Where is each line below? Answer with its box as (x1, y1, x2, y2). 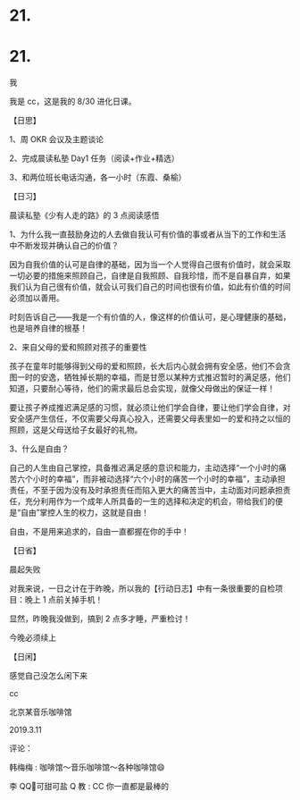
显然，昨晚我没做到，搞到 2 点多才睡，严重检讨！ (9, 613, 191, 624)
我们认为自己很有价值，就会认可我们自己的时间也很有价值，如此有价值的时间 (9, 282, 291, 292)
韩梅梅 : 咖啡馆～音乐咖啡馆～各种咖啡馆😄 (9, 762, 165, 773)
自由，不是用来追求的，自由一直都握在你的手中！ (9, 526, 189, 537)
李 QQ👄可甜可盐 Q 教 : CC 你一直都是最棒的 (9, 781, 170, 792)
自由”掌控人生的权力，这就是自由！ (21, 507, 150, 518)
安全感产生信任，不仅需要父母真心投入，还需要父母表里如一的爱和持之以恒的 (9, 413, 291, 425)
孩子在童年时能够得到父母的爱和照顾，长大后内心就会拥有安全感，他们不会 (9, 361, 283, 372)
